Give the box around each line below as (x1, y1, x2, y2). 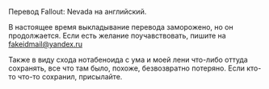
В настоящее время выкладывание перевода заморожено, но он (8, 22, 233, 31)
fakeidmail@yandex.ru (8, 39, 83, 49)
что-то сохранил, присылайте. (17, 72, 123, 81)
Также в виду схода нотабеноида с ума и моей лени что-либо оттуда (8, 55, 248, 64)
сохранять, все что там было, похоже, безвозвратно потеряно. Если (8, 63, 245, 73)
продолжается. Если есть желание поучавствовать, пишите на (8, 31, 226, 40)
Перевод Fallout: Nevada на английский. (8, 7, 147, 16)
